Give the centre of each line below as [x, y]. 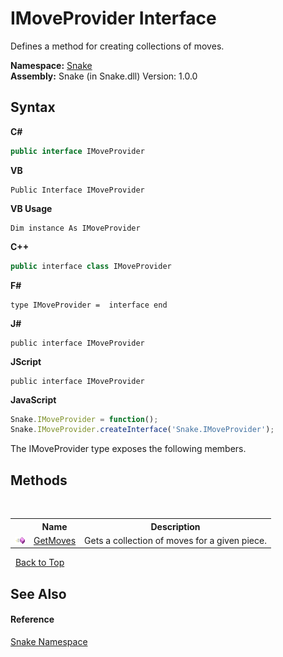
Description [175, 526]
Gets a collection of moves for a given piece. [175, 540]
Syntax [33, 107]
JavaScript [33, 399]
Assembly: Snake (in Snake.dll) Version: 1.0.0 [104, 76]
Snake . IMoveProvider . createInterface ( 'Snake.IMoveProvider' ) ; [142, 430]
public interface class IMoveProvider [91, 266]
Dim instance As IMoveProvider [75, 228]
